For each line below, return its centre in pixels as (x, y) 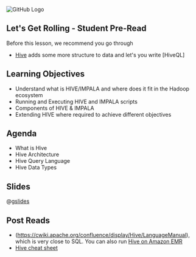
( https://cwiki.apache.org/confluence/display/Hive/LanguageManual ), (102, 235)
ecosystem (29, 95)
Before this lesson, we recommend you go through (70, 43)
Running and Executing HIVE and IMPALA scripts (76, 101)
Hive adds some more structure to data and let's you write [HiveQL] (100, 55)
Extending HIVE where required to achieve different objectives (93, 114)
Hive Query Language (43, 161)
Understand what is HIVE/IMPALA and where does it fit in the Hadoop (102, 89)
